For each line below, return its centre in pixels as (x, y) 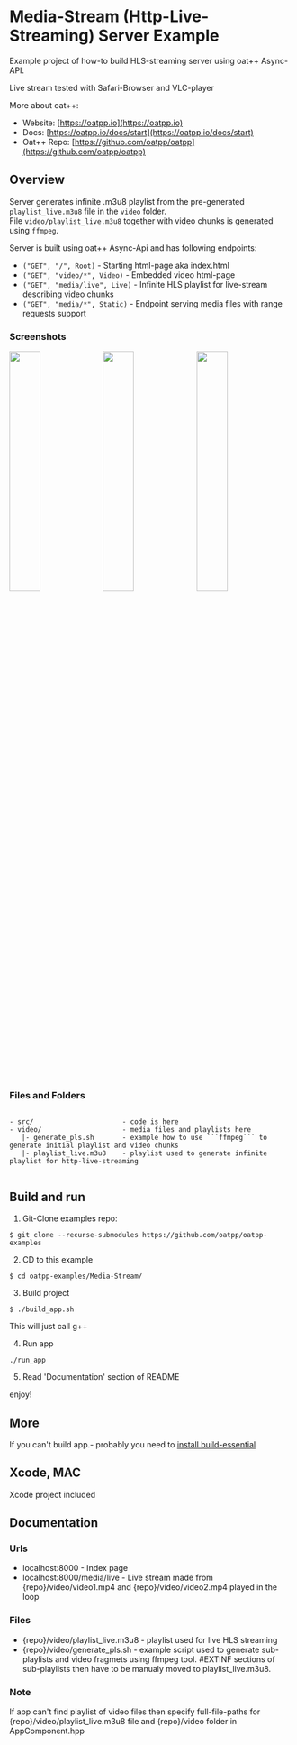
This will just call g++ (49, 1327)
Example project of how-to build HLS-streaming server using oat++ (134, 60)
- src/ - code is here (94, 1122)
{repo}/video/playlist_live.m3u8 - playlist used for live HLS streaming (150, 1639)
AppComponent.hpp (47, 1731)
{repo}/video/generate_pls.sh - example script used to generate (141, 1649)
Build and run (47, 1197)
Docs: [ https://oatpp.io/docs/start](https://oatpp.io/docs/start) (138, 132)
